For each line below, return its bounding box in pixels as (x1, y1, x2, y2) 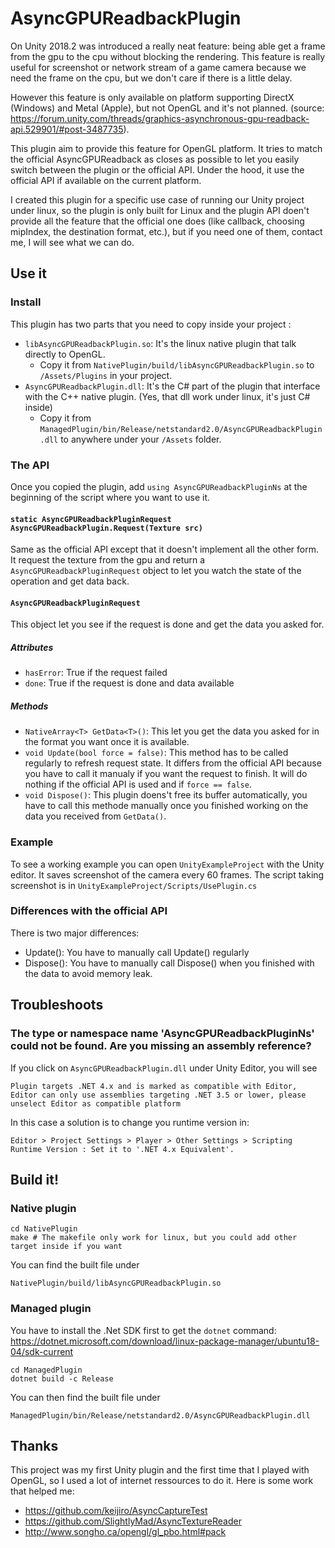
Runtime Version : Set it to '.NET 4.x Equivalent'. (10, 1144, 235, 1154)
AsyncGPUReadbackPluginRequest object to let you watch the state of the (10, 565, 302, 577)
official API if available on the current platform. (10, 174, 202, 186)
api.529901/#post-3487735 (10, 123, 124, 135)
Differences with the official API (10, 904, 168, 918)
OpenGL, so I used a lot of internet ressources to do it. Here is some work (10, 1475, 314, 1487)
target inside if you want (10, 1242, 123, 1252)
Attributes (10, 641, 54, 653)
